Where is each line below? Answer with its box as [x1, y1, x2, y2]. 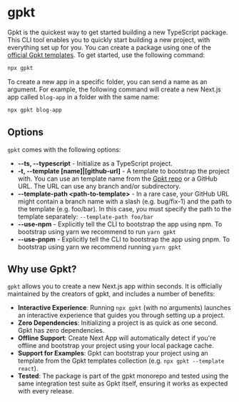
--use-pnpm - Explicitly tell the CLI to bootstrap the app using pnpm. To [17, 235, 230, 243]
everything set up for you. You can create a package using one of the [7, 43, 212, 51]
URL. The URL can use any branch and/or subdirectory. [17, 181, 181, 190]
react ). [17, 364, 39, 373]
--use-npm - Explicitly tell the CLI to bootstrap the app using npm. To [17, 219, 223, 228]
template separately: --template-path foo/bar [17, 212, 153, 221]
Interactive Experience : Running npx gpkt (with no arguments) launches [17, 303, 231, 312]
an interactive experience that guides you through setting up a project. [17, 311, 225, 320]
